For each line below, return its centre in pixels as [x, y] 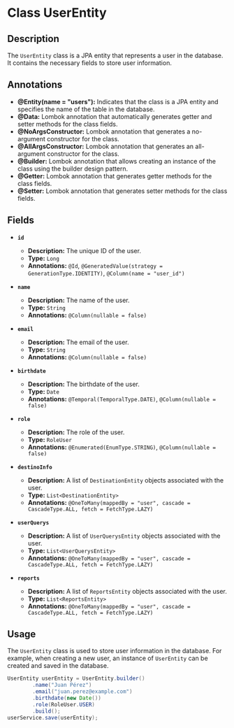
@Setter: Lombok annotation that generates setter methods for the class [122, 191]
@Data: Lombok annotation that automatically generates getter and [115, 116]
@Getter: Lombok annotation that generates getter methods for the [115, 176]
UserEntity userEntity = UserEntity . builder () [76, 679]
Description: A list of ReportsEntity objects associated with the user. [127, 591]
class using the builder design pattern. [73, 169]
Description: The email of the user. [78, 342]
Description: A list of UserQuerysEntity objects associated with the [124, 536]
